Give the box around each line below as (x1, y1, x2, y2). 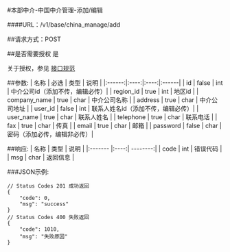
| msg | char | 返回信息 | (7, 153, 74, 161)
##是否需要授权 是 (7, 50, 59, 58)
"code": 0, (19, 194, 51, 201)
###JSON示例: (7, 168, 49, 176)
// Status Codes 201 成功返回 (7, 183, 89, 190)
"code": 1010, (19, 226, 60, 233)
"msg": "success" (19, 201, 69, 207)
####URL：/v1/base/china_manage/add (7, 21, 121, 29)
